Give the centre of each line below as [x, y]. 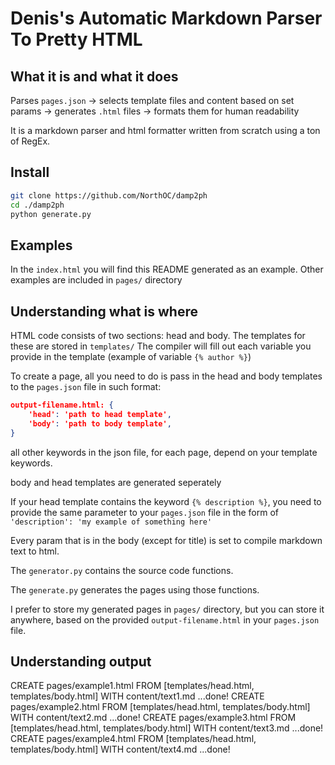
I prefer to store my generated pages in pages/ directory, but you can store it [167, 609]
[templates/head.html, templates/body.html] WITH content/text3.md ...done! [167, 728]
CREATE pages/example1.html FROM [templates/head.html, [132, 686]
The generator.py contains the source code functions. [122, 570]
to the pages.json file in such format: [86, 387]
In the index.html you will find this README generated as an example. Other [167, 269]
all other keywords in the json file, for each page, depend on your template [164, 452]
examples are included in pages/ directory [96, 280]
